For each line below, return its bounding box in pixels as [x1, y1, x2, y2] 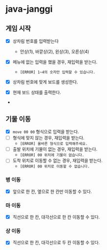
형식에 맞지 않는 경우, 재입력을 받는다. [12, 135, 85, 141]
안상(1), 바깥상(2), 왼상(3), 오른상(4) [20, 49, 89, 55]
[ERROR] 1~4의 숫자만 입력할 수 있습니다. [20, 70, 96, 75]
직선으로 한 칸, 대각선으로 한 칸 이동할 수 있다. [12, 214, 100, 220]
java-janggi [5, 3, 53, 15]
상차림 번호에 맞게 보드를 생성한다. [12, 79, 78, 85]
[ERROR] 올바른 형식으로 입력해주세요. [20, 141, 88, 146]
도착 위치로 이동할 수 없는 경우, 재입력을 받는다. [12, 158, 103, 164]
